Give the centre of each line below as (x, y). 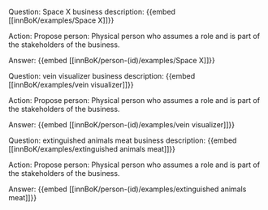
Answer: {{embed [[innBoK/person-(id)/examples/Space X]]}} (112, 60)
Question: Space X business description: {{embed (92, 12)
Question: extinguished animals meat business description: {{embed (123, 140)
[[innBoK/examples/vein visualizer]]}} (71, 85)
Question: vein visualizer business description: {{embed (102, 76)
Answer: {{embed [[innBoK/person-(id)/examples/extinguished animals (128, 189)
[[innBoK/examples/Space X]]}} (61, 20)
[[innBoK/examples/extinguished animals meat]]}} (92, 149)
